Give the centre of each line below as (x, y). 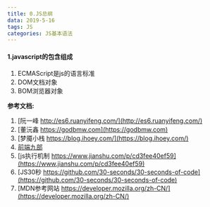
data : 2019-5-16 (31, 20)
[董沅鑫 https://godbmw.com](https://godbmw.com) (93, 130)
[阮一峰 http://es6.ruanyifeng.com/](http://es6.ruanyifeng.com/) (110, 121)
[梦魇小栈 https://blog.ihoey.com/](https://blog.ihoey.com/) (103, 138)
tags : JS (20, 27)
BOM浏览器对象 (40, 91)
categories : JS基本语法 (40, 33)
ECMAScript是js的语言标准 (56, 74)
